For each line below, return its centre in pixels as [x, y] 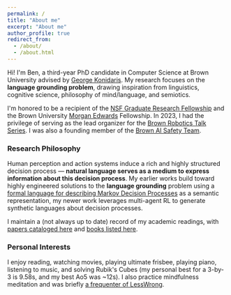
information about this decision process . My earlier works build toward [111, 179]
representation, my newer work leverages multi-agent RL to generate [106, 201]
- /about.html [34, 53]
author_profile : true [39, 33]
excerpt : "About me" [37, 27]
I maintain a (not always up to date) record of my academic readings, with [113, 222]
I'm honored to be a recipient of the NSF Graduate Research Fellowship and [116, 108]
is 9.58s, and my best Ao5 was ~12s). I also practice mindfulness [106, 277]
